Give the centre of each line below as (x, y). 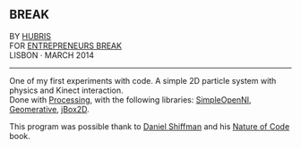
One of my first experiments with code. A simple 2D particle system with (143, 80)
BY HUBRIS (30, 36)
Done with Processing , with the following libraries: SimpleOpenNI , (131, 99)
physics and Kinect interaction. (66, 90)
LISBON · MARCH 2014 (52, 55)
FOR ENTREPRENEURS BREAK (66, 45)
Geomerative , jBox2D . (49, 109)
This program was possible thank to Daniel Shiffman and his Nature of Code (150, 126)
